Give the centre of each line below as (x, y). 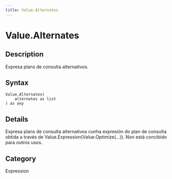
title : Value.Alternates (32, 10)
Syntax (17, 83)
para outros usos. (24, 143)
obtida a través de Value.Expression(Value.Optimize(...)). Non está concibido (86, 137)
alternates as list (35, 99)
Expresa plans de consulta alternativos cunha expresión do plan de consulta (86, 132)
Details (17, 119)
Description (24, 54)
